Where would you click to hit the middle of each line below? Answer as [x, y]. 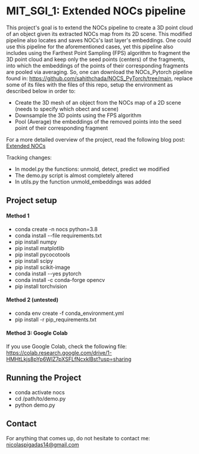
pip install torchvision [41, 286]
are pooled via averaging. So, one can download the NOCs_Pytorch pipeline [99, 72]
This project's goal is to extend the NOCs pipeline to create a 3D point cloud [100, 27]
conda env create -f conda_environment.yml [69, 313]
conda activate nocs [40, 392]
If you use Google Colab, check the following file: [66, 346]
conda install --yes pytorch [48, 274]
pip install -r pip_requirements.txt [55, 319]
